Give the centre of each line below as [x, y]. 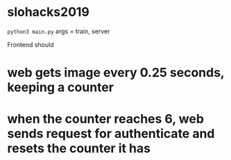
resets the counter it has [79, 149]
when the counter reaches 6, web [106, 119]
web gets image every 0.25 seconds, [116, 73]
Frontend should [31, 44]
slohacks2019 [49, 12]
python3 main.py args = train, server [59, 31]
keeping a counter [61, 88]
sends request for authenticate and [111, 134]
